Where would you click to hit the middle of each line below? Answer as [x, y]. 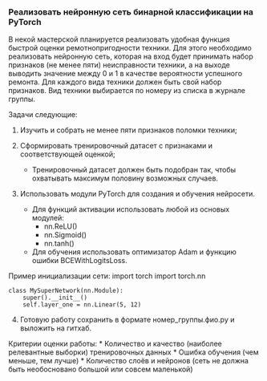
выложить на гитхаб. [56, 328]
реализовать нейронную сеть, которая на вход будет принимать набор [131, 57]
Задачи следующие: [43, 115]
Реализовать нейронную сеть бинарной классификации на [131, 12]
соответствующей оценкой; [68, 154]
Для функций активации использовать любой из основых [131, 209]
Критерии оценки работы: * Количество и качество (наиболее [115, 344]
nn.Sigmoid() [65, 235]
